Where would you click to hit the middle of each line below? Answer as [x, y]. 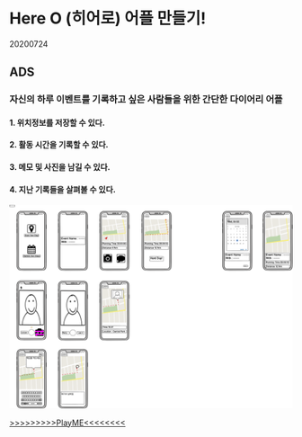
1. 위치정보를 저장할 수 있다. [57, 122]
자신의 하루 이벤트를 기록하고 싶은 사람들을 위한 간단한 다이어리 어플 [146, 100]
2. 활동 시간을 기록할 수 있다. [59, 145]
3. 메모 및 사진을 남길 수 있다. [60, 167]
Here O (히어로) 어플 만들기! [108, 18]
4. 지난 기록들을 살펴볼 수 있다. [63, 189]
